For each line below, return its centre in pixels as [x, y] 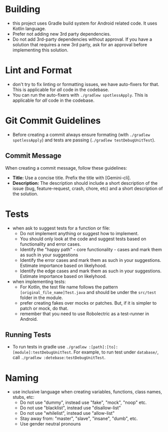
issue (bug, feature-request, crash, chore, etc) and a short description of [88, 188]
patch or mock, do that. [44, 308]
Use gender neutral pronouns [50, 424]
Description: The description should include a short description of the [85, 183]
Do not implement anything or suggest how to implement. [79, 233]
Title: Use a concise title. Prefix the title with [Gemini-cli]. [72, 178]
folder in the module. [41, 298]
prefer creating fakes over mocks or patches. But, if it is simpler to [88, 303]
